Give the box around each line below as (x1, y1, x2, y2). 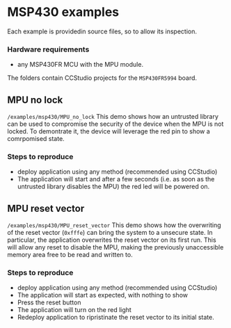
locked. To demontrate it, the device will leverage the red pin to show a (7, 127, 210, 136)
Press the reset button (17, 298, 81, 306)
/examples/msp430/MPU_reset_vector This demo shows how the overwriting (7, 221, 221, 229)
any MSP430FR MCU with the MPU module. (17, 60, 144, 69)
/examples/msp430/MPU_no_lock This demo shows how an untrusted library (7, 113, 219, 121)
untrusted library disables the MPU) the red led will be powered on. (17, 182, 210, 191)
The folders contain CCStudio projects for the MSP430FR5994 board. (7, 74, 197, 82)
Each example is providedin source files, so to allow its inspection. (7, 27, 197, 35)
